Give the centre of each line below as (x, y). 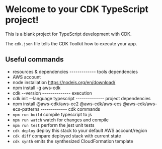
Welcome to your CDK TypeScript (77, 9)
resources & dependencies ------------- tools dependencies (75, 71)
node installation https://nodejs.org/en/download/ (64, 82)
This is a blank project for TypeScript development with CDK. (68, 34)
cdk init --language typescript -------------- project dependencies (82, 98)
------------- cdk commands (70, 109)
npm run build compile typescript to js (52, 114)
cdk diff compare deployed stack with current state (67, 136)
